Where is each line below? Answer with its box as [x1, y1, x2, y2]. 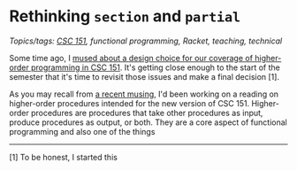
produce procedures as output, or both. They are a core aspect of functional [9, 117, 287, 128]
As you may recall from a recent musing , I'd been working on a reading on [9, 89, 279, 99]
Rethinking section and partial [9, 6, 241, 27]
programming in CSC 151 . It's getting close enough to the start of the [30, 62, 280, 73]
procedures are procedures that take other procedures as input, [30, 107, 263, 118]
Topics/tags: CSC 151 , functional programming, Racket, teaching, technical [9, 35, 283, 46]
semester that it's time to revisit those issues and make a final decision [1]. [9, 71, 280, 82]
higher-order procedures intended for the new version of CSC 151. [9, 97, 250, 108]
